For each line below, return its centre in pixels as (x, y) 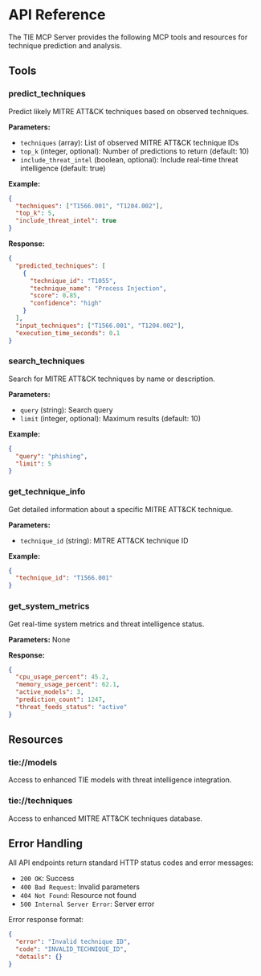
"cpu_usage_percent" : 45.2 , (63, 677)
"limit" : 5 (34, 464)
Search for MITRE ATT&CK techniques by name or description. (112, 379)
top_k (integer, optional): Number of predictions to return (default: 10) (135, 151)
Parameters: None (39, 639)
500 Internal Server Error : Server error (87, 904)
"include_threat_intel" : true (66, 221)
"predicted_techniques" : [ (61, 266)
